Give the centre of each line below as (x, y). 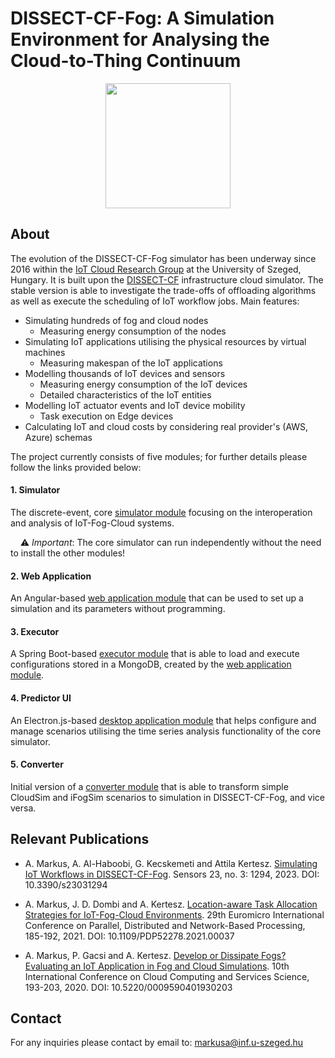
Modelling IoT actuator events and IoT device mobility (135, 405)
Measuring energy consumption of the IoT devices (143, 384)
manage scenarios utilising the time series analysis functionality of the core (166, 731)
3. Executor (35, 631)
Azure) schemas (58, 437)
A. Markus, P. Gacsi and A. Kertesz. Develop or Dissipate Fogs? (155, 955)
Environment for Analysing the (140, 39)
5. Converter (37, 764)
